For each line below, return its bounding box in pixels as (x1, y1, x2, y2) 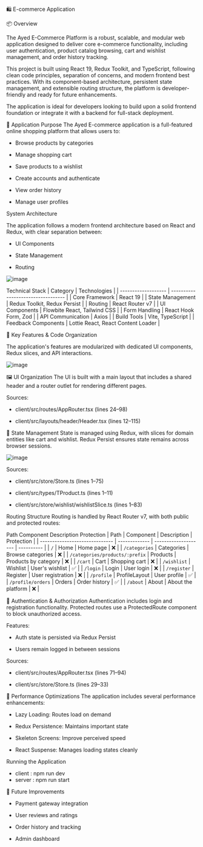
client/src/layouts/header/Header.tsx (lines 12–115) (15, 418, 141, 424)
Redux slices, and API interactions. (6, 350, 93, 356)
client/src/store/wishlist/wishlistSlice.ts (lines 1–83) (15, 501, 142, 508)
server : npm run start (15, 776, 70, 783)
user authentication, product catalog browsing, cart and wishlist (6, 47, 165, 54)
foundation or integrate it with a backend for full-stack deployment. (6, 109, 174, 116)
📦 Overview (6, 20, 38, 27)
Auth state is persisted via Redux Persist (15, 634, 116, 641)
